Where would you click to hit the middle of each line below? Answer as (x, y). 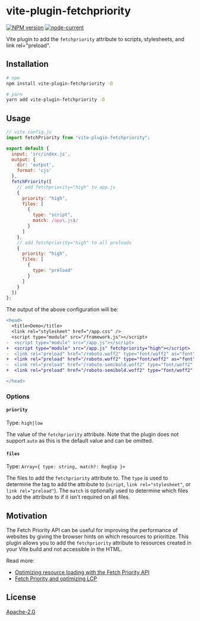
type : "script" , (53, 215)
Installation (27, 64)
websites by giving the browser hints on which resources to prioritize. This (98, 537)
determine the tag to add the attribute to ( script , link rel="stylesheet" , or (99, 484)
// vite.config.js (29, 132)
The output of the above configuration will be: (62, 310)
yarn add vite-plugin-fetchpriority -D (56, 100)
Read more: (20, 561)
